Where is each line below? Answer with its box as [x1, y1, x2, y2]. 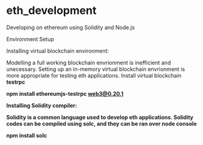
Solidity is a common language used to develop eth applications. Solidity [6, 113, 194, 121]
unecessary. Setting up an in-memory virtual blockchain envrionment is [6, 65, 185, 73]
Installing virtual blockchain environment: [6, 47, 109, 55]
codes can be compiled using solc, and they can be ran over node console [6, 120, 197, 127]
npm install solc [6, 132, 47, 139]
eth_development [6, 4, 97, 18]
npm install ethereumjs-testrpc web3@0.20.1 [6, 90, 123, 97]
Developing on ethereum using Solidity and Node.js [6, 24, 135, 31]
